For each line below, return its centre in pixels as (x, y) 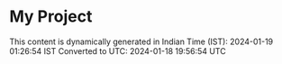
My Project (51, 17)
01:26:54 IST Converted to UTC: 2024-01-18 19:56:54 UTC (118, 50)
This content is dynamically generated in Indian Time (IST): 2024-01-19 (141, 41)
